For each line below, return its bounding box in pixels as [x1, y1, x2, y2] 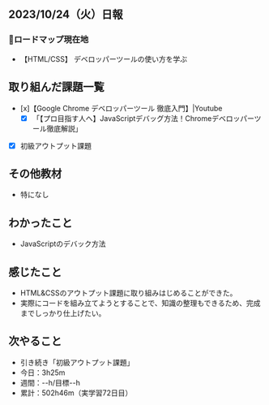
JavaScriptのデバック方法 [19, 239, 107, 249]
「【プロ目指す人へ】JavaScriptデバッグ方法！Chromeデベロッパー [32, 113, 254, 123]
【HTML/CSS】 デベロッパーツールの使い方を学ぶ [19, 54, 188, 63]
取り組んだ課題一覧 [8, 80, 105, 94]
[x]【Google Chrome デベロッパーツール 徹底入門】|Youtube [19, 103, 223, 113]
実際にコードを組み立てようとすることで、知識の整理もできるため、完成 [19, 299, 261, 308]
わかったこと [8, 216, 73, 230]
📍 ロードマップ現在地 [8, 34, 89, 45]
